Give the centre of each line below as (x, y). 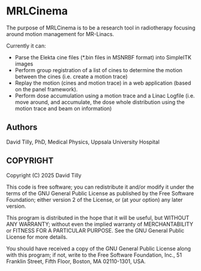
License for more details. (37, 237)
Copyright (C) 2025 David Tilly (44, 175)
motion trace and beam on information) (63, 108)
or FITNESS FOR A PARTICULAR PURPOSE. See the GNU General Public (95, 230)
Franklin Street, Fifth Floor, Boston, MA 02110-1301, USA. (76, 261)
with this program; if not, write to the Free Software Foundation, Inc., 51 (94, 255)
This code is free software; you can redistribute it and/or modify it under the (100, 187)
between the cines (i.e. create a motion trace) (71, 76)
